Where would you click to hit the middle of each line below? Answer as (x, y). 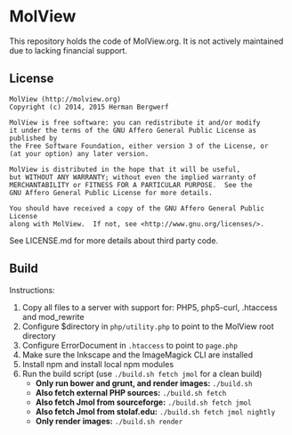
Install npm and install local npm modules (98, 364)
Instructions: (32, 290)
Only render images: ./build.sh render (109, 421)
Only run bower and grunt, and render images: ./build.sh (144, 383)
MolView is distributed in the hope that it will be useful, (125, 169)
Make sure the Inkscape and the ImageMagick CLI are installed (138, 355)
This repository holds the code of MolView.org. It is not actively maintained (146, 41)
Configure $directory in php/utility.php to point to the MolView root (148, 326)
